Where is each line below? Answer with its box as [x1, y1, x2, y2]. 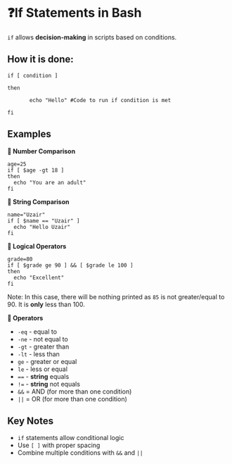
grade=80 [7, 256, 33, 263]
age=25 [7, 161, 27, 168]
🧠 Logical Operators [7, 242, 67, 250]
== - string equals [17, 372, 70, 380]
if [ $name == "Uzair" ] [7, 217, 80, 225]
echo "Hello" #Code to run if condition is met [29, 96, 172, 104]
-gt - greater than [17, 342, 70, 351]
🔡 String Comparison [7, 197, 70, 206]
